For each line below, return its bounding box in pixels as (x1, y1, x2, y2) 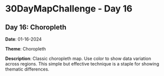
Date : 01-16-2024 (5, 36, 42, 42)
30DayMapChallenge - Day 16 (5, 3, 133, 14)
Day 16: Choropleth (5, 23, 66, 31)
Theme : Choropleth (5, 46, 46, 51)
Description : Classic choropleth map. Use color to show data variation (5, 55, 151, 61)
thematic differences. (5, 66, 49, 72)
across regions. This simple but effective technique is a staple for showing (5, 61, 159, 66)
